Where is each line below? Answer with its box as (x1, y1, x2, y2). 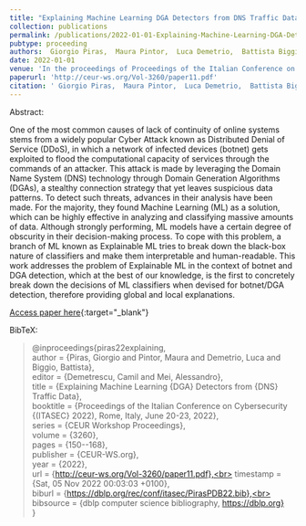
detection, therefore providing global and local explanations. (9, 289, 235, 300)
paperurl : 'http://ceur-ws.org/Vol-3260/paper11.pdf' (9, 73, 219, 82)
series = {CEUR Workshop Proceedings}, (31, 419, 186, 430)
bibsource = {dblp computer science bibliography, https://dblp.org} (31, 497, 285, 508)
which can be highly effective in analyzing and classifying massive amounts (9, 211, 294, 222)
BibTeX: (9, 324, 38, 335)
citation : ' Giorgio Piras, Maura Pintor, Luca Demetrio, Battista (9, 81, 283, 90)
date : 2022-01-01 (9, 56, 76, 65)
